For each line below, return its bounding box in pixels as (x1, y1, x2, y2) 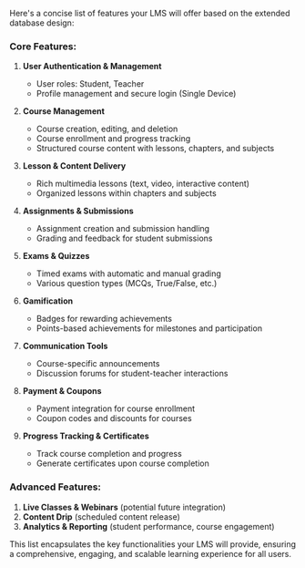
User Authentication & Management (22, 61, 162, 72)
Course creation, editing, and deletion (36, 123, 178, 135)
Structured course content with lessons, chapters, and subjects (36, 143, 275, 154)
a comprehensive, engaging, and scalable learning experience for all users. (9, 548, 292, 559)
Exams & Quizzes (22, 251, 90, 262)
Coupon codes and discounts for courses (36, 413, 193, 424)
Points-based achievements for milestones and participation (36, 323, 262, 334)
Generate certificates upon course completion (36, 458, 209, 469)
